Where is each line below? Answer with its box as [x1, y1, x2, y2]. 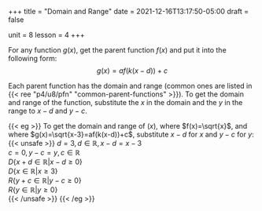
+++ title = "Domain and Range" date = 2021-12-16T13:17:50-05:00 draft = [8, 7, 249, 16]
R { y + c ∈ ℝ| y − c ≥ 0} [8, 176, 82, 185]
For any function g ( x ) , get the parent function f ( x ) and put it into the [8, 45, 227, 54]
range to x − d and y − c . [8, 106, 88, 115]
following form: [8, 54, 57, 63]
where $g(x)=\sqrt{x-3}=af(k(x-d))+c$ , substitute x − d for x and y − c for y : [8, 129, 254, 139]
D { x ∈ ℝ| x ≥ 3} [8, 166, 58, 176]
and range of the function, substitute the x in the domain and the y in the [8, 98, 243, 107]
